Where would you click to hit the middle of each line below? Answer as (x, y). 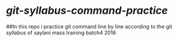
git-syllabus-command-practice (87, 11)
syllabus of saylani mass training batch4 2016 (61, 32)
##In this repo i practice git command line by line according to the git (89, 26)
